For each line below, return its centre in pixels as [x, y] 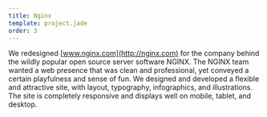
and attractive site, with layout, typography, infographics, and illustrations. [130, 87]
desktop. [23, 104]
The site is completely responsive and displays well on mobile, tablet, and [129, 96]
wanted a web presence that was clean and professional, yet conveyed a [129, 71]
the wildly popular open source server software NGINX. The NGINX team [129, 62]
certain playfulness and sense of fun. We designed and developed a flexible [134, 79]
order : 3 [23, 30]
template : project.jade [48, 23]
